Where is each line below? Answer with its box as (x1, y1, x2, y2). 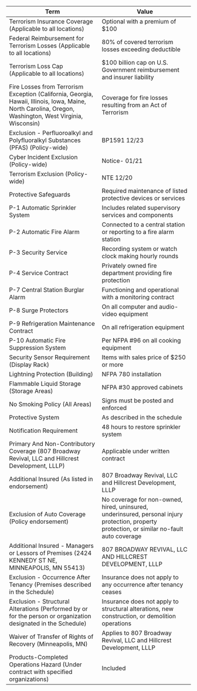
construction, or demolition (101, 612, 176, 620)
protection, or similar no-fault (101, 525, 184, 533)
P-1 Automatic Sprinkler (9, 204, 76, 212)
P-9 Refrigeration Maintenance (9, 320, 96, 327)
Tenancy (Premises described (9, 581, 92, 588)
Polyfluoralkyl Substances (9, 136, 81, 144)
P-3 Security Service (9, 249, 67, 256)
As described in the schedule (101, 414, 182, 421)
